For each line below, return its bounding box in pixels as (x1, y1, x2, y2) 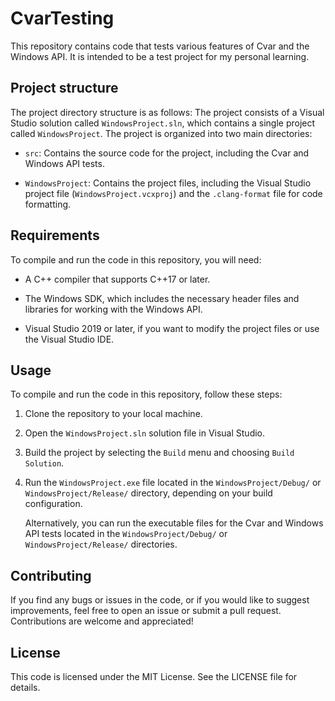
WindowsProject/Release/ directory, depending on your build (24, 487, 273, 499)
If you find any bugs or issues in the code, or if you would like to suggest (10, 594, 310, 606)
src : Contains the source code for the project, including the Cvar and (24, 147, 310, 159)
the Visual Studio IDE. (24, 333, 115, 345)
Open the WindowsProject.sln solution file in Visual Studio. (24, 427, 266, 439)
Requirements (10, 227, 100, 244)
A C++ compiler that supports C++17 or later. (24, 273, 211, 285)
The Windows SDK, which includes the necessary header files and (24, 292, 300, 304)
